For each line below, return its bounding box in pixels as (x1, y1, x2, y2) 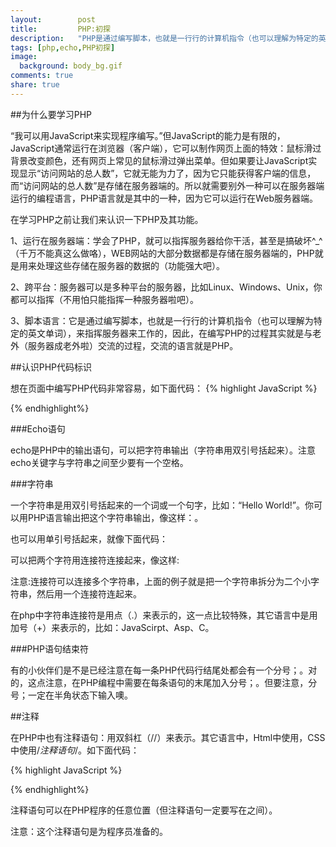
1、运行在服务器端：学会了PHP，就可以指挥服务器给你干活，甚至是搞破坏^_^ (10, 234, 323, 246)
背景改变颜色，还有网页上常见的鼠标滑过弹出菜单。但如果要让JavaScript (10, 154, 309, 166)
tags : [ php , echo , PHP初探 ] (10, 42, 116, 53)
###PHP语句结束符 (10, 642, 89, 655)
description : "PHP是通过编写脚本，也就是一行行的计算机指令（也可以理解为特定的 (10, 33, 319, 43)
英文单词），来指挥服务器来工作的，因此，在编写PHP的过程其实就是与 (27, 327, 313, 339)
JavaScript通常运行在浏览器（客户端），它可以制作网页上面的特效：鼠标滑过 (10, 142, 322, 154)
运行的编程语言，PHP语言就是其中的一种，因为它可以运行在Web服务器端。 (10, 192, 319, 204)
